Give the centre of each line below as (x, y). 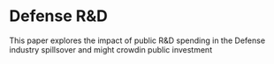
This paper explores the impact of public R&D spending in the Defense (137, 40)
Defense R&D (58, 16)
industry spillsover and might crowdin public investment (111, 49)
